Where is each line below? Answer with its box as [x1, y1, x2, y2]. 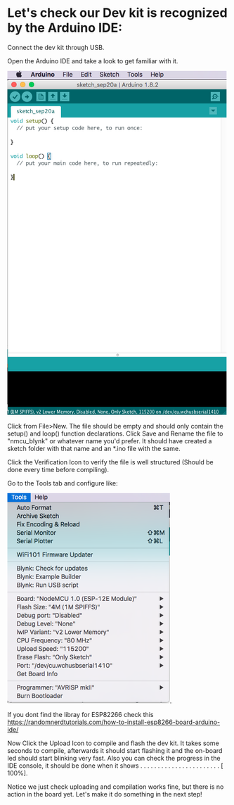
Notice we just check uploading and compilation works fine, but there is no [7, 782, 224, 791]
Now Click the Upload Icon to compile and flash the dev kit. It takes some [7, 739, 219, 747]
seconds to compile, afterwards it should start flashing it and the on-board [7, 746, 223, 754]
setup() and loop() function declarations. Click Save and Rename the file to [7, 429, 223, 438]
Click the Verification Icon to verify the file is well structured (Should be [7, 457, 214, 466]
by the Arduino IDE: [7, 20, 123, 36]
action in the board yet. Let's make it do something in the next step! [7, 790, 202, 798]
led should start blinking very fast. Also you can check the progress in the [7, 754, 221, 762]
